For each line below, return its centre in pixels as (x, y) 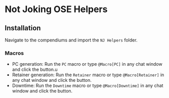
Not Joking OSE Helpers (56, 9)
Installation (23, 28)
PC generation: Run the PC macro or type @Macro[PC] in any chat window (87, 64)
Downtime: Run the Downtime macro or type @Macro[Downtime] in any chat (88, 86)
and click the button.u (35, 70)
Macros (14, 53)
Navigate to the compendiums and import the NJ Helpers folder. (71, 40)
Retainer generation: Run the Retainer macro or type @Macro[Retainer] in (88, 75)
